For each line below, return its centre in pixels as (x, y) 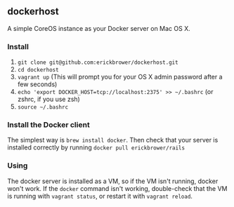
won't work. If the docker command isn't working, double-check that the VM (117, 188)
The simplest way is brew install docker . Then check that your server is (113, 140)
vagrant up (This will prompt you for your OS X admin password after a (120, 77)
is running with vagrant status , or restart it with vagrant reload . (100, 196)
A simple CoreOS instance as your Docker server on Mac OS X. (99, 28)
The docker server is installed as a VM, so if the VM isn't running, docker (113, 181)
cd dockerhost (38, 70)
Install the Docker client (48, 125)
